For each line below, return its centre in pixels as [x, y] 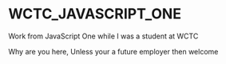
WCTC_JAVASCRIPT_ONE [95, 14]
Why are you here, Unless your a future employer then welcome [113, 51]
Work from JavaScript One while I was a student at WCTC [103, 36]
